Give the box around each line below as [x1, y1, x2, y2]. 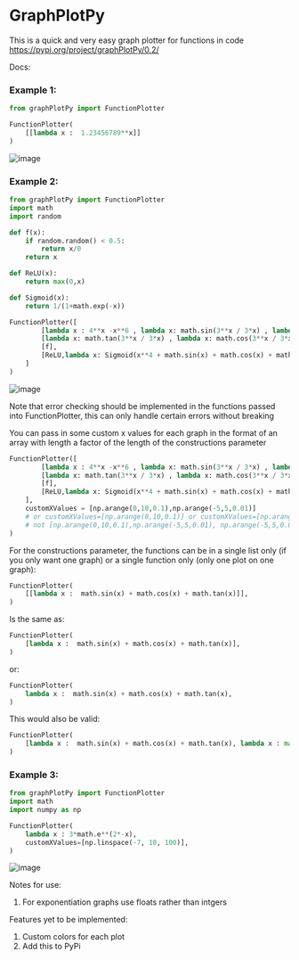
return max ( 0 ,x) [25, 277, 86, 286]
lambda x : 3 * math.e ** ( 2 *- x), [25, 830, 138, 839]
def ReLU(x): [9, 269, 58, 278]
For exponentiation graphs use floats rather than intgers [21, 897, 227, 907]
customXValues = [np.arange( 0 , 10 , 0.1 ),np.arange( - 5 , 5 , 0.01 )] [25, 505, 256, 513]
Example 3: [9, 768, 60, 781]
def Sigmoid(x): [9, 293, 69, 302]
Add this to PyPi [21, 941, 82, 952]
